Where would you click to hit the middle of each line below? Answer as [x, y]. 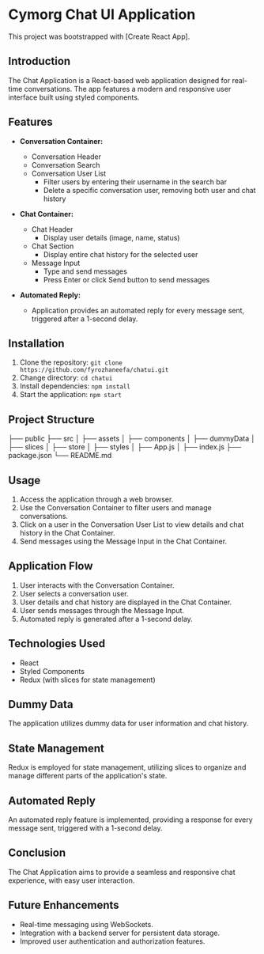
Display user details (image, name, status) [111, 237]
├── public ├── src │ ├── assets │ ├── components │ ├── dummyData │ [132, 439]
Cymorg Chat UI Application [102, 15]
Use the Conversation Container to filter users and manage [115, 507]
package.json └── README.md [60, 456]
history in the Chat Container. [68, 533]
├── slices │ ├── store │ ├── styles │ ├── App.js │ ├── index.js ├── [125, 447]
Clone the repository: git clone [71, 362]
